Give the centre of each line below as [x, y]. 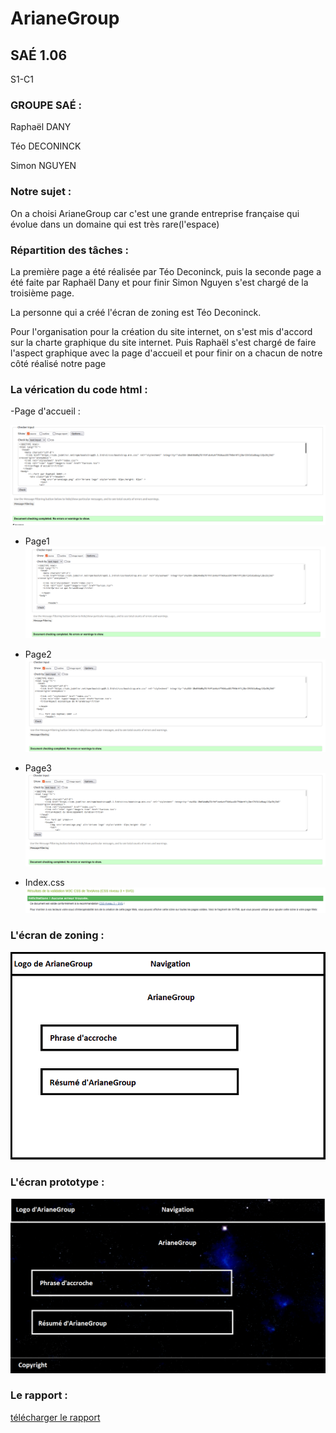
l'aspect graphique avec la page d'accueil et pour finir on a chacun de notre [166, 353]
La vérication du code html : [79, 389]
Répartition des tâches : [69, 250]
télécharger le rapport [55, 1417]
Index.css [44, 882]
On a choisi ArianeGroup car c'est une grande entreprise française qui [155, 213]
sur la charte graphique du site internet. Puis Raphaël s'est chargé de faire [163, 342]
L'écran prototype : [57, 1182]
